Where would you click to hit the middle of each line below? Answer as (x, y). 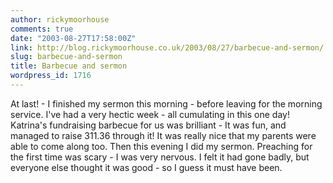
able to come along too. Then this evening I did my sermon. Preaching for (161, 146)
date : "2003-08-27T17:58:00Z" (73, 38)
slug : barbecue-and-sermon (66, 57)
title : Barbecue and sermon (69, 66)
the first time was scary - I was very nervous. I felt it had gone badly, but (160, 157)
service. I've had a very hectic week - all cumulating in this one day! (150, 114)
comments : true (42, 29)
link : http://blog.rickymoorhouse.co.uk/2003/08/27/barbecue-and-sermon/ (167, 47)
